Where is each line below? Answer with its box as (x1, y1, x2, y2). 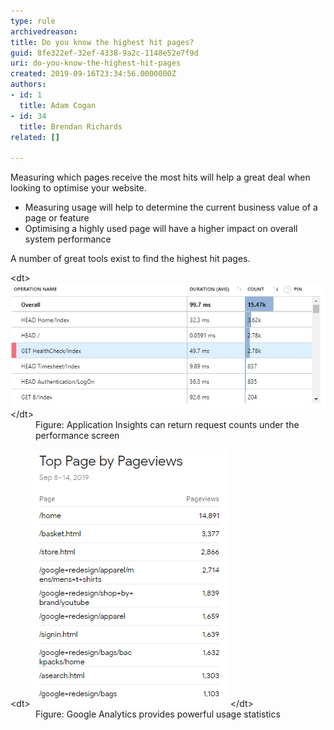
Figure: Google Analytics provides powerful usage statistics (35, 708, 281, 720)
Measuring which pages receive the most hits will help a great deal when (10, 171, 311, 184)
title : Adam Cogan (19, 100, 97, 110)
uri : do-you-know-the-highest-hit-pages (10, 58, 182, 69)
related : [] (10, 132, 60, 142)
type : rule (10, 16, 56, 26)
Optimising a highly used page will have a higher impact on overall (24, 223, 298, 235)
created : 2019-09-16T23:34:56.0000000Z (10, 69, 177, 79)
